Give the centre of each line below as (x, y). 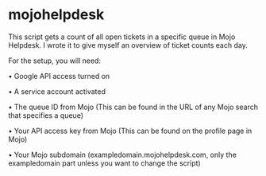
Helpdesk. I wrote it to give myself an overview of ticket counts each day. (128, 45)
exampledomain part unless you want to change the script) (104, 163)
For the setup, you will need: (55, 61)
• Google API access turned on (59, 76)
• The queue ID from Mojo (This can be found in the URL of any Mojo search (133, 107)
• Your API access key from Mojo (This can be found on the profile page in (130, 131)
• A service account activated (57, 91)
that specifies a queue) (46, 115)
